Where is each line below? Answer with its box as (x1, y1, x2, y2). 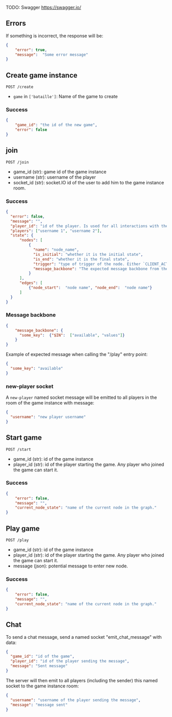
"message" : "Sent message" (10, 663, 68, 668)
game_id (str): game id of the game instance (13, 169, 107, 175)
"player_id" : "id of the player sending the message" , (10, 659, 130, 664)
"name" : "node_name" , (33, 247, 80, 252)
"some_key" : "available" (10, 366, 63, 371)
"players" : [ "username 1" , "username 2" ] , (10, 228, 102, 233)
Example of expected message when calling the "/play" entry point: (6, 351, 148, 357)
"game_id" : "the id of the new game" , (15, 123, 97, 128)
